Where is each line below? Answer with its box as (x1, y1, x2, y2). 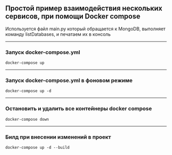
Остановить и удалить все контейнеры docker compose (5, 105, 152, 112)
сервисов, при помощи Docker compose (5, 12, 141, 21)
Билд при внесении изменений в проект (5, 133, 112, 140)
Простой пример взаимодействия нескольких (5, 4, 163, 13)
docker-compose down (5, 117, 50, 122)
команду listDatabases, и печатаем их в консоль (5, 31, 111, 37)
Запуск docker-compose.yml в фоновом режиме (5, 77, 133, 84)
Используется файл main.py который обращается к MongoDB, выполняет (5, 26, 166, 32)
